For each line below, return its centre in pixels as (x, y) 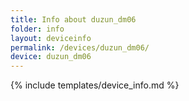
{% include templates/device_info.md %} (95, 85)
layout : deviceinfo (51, 38)
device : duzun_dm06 (51, 57)
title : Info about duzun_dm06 (73, 19)
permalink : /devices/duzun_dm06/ (80, 47)
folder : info (37, 29)
